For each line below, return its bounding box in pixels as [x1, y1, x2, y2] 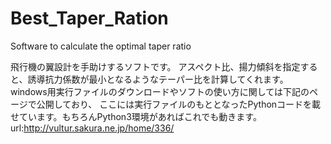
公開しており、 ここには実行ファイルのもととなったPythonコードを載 [36, 98, 322, 110]
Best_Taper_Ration [10, 7, 169, 30]
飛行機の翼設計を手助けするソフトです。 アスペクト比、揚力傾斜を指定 [10, 60, 301, 72]
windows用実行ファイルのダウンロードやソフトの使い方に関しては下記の [10, 85, 310, 97]
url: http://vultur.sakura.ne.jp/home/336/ [10, 122, 175, 134]
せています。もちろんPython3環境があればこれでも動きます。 [10, 110, 262, 122]
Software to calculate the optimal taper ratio [10, 40, 192, 52]
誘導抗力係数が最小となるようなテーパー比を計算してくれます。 [27, 73, 289, 85]
